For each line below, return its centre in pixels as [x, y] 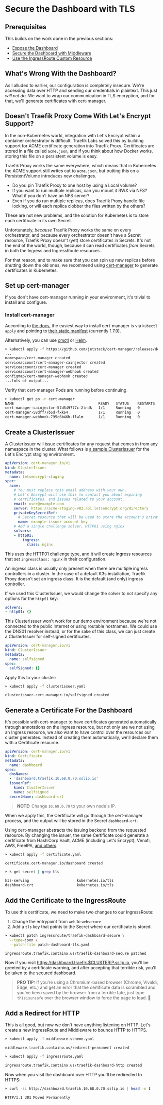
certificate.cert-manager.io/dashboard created [54, 863]
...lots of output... [27, 381]
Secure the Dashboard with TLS [70, 9]
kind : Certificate [24, 756]
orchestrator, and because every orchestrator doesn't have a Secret [73, 235]
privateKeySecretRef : [35, 513]
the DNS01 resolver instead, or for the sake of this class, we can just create [80, 631]
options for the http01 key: [32, 598]
